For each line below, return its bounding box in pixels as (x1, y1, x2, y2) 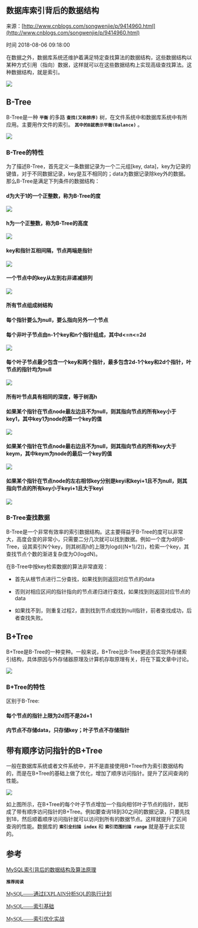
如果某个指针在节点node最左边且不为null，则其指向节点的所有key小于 (6, 408, 177, 415)
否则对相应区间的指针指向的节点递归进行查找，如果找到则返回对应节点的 (14, 588, 190, 595)
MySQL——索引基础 (6, 903, 54, 910)
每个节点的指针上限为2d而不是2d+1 (6, 712, 93, 719)
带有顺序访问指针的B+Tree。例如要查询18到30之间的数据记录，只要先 (16, 808, 185, 815)
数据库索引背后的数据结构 (6, 5, 99, 16)
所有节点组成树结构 (6, 302, 53, 309)
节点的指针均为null (6, 366, 52, 373)
